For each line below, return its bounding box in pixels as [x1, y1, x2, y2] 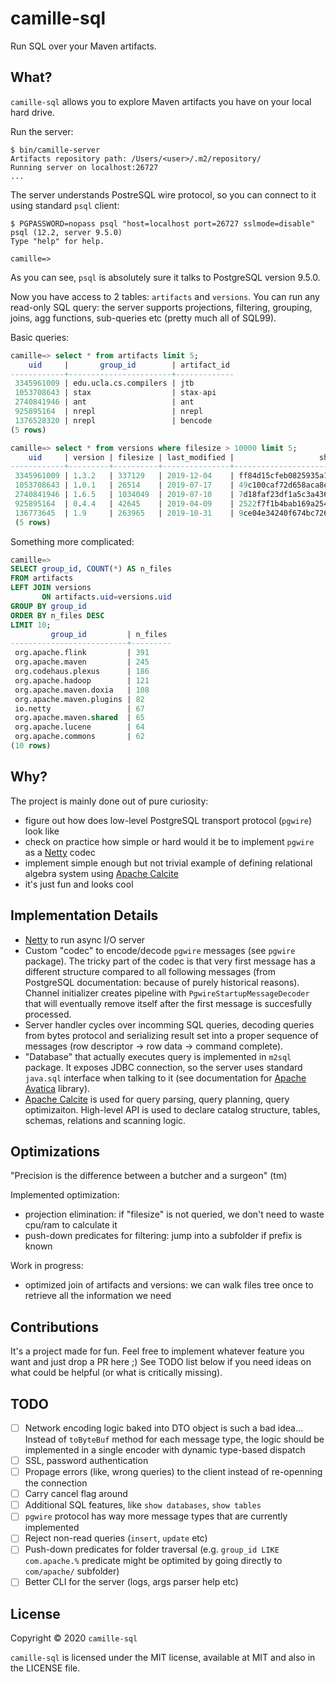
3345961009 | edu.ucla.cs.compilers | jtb [14, 378, 195, 389]
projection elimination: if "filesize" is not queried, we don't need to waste [24, 1208, 325, 1221]
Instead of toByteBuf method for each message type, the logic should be [24, 1433, 325, 1445]
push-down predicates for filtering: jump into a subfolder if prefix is [24, 1230, 303, 1242]
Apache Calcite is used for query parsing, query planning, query [24, 1093, 290, 1105]
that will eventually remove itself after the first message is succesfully [24, 997, 313, 1009]
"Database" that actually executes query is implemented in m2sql [24, 1050, 292, 1062]
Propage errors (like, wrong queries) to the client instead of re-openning [24, 1466, 323, 1478]
